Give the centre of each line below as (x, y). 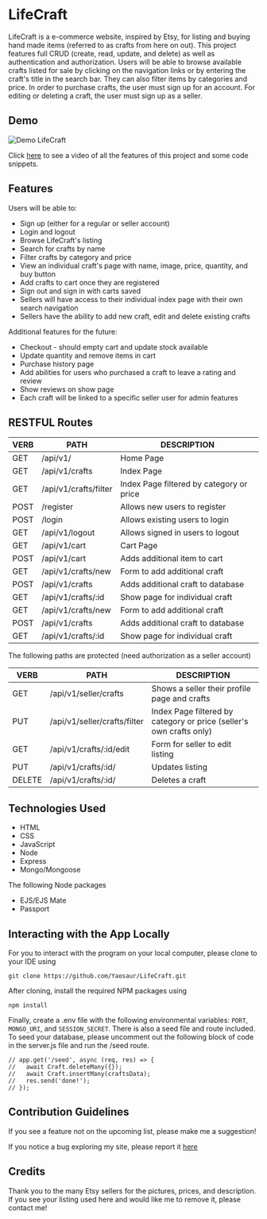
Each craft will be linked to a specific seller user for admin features (129, 397)
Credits (27, 1172)
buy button (37, 274)
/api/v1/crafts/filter (77, 489)
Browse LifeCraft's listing (61, 240)
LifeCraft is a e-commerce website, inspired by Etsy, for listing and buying (129, 37)
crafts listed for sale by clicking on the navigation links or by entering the (127, 70)
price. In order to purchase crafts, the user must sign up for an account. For (132, 87)
